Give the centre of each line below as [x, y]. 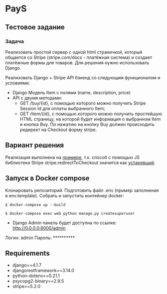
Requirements [27, 253]
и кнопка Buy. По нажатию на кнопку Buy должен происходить [87, 124]
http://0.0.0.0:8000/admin [39, 228]
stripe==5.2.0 [26, 287]
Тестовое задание [35, 27]
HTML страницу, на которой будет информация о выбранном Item [90, 119]
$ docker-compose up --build [35, 205]
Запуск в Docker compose [47, 178]
